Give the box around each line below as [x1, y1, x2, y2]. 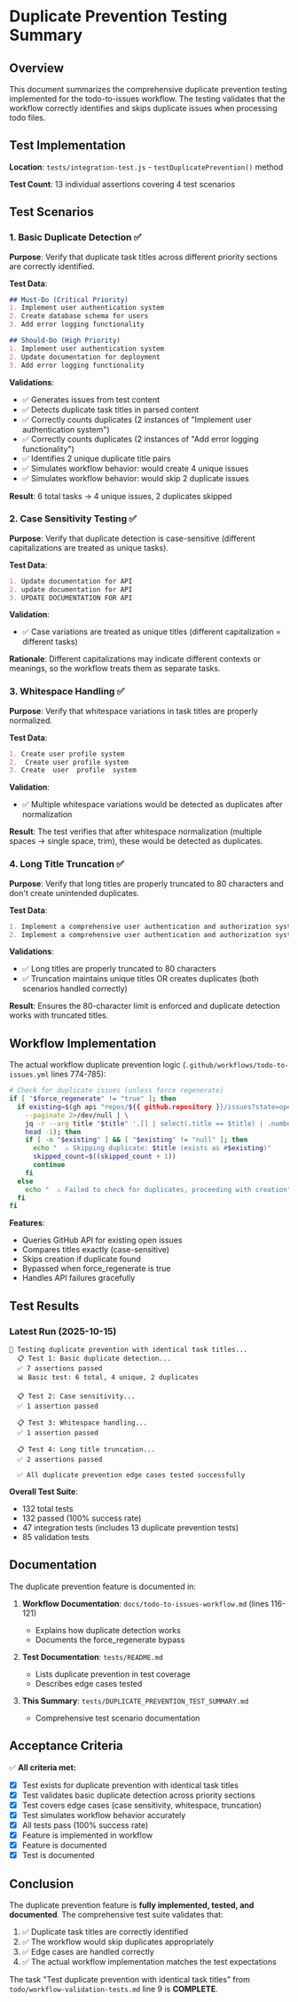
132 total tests [21, 1504, 74, 1514]
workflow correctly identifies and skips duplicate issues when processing [9, 103, 278, 113]
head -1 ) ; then [25, 1127, 82, 1136]
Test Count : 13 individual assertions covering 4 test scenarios [9, 179, 236, 189]
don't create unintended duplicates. [9, 887, 140, 898]
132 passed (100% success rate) [21, 1513, 142, 1524]
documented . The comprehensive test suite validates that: [9, 1909, 223, 1919]
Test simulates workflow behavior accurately [21, 1809, 186, 1820]
